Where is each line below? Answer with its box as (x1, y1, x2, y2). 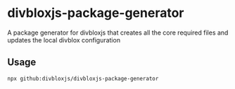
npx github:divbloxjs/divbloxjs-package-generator (7, 75, 159, 82)
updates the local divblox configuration (7, 35, 121, 44)
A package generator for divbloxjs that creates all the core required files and (7, 28, 229, 37)
